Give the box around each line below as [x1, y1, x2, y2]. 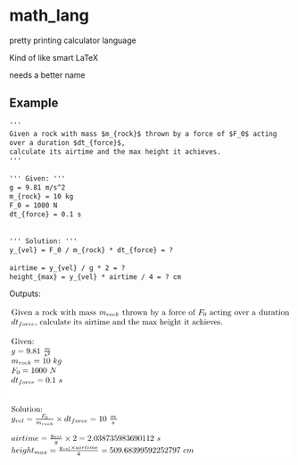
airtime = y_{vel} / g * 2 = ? [9, 263, 126, 273]
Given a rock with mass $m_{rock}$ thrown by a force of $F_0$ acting [9, 129, 277, 139]
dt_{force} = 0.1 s [9, 209, 82, 219]
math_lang [9, 5, 89, 26]
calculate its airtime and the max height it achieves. [9, 147, 221, 156]
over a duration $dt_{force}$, [9, 138, 126, 148]
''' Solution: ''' [9, 236, 78, 246]
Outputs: [9, 288, 42, 299]
